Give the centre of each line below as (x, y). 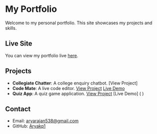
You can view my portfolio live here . (42, 55)
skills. (11, 28)
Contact (18, 109)
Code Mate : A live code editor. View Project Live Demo (69, 88)
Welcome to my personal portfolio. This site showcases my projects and (79, 23)
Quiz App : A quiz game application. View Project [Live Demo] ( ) (78, 93)
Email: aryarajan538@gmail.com (45, 121)
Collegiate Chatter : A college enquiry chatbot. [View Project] (75, 83)
